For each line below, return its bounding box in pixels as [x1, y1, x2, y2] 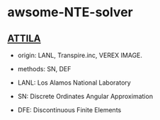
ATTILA [7, 32, 41, 44]
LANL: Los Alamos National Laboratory [17, 78, 131, 87]
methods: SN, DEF [17, 65, 72, 73]
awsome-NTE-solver [7, 4, 133, 20]
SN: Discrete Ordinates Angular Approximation [17, 92, 154, 100]
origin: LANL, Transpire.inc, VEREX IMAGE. [17, 51, 143, 59]
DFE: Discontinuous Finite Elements [17, 106, 122, 114]
